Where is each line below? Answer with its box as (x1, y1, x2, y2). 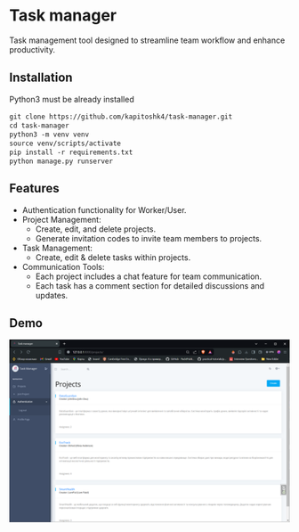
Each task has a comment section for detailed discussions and (35, 280, 265, 291)
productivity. (9, 44, 56, 54)
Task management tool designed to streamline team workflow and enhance (9, 35, 286, 45)
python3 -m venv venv (9, 130, 90, 139)
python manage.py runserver (9, 157, 114, 166)
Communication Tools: (21, 261, 105, 272)
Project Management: (21, 214, 101, 225)
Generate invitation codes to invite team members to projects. (35, 233, 263, 243)
